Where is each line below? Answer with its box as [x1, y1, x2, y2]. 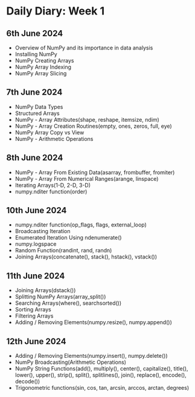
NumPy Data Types [14, 103, 63, 110]
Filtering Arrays [14, 312, 54, 320]
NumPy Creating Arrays [14, 57, 74, 64]
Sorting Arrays [14, 306, 51, 313]
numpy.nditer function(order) [14, 188, 88, 195]
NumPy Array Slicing [14, 70, 67, 77]
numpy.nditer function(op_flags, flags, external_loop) [14, 221, 147, 228]
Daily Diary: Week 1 [6, 4, 105, 18]
